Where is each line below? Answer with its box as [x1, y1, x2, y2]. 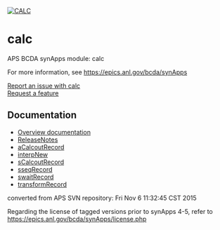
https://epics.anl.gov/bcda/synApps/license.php [7, 215, 147, 223]
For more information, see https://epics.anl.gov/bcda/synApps [7, 67, 188, 76]
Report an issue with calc [7, 81, 81, 90]
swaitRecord [17, 172, 54, 181]
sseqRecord [17, 165, 53, 173]
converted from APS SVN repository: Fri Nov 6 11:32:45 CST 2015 [7, 194, 197, 202]
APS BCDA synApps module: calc [7, 54, 105, 62]
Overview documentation [17, 128, 91, 136]
